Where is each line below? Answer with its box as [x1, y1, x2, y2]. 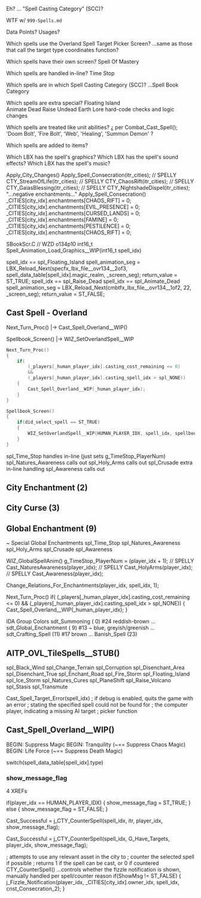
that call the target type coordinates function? [6, 46, 119, 53]
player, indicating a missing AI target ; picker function [6, 708, 138, 715]
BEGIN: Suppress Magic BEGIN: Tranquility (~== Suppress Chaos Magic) [6, 741, 186, 748]
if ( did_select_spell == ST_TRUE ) [17, 419, 100, 425]
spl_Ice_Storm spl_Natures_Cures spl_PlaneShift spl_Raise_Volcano [6, 677, 172, 684]
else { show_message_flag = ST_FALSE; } [6, 805, 108, 813]
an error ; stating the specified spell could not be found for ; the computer [6, 701, 188, 708]
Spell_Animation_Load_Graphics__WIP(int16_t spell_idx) [6, 247, 142, 254]
